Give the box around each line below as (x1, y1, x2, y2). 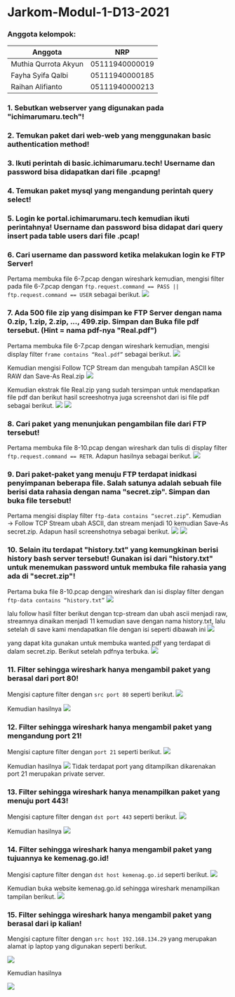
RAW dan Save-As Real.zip (7, 371, 85, 380)
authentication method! (7, 140, 90, 150)
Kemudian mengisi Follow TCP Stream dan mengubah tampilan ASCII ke (7, 363, 215, 372)
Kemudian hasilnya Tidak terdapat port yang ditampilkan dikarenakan (7, 762, 216, 771)
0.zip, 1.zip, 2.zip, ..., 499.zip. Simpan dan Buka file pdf (7, 317, 199, 326)
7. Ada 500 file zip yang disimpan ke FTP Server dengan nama (7, 308, 222, 318)
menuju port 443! (7, 796, 69, 806)
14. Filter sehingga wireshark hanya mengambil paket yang (7, 845, 213, 854)
